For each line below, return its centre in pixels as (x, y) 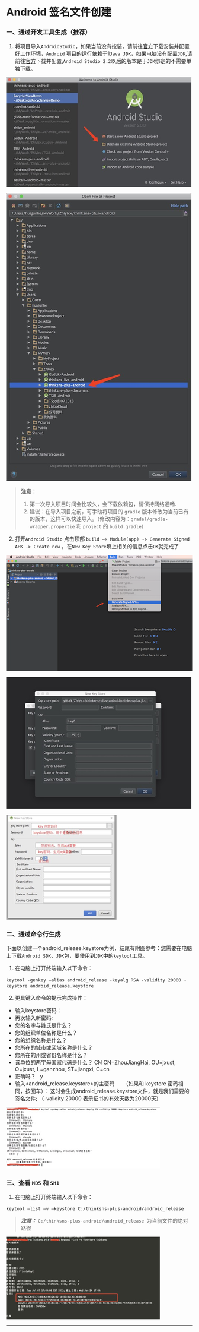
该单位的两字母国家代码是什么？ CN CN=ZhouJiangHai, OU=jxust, (95, 1062)
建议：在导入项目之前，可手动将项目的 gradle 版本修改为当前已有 (109, 512)
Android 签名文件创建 (59, 12)
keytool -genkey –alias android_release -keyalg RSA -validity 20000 (94, 980)
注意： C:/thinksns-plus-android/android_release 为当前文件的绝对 (104, 1221)
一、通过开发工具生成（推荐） (49, 32)
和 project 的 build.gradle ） (111, 526)
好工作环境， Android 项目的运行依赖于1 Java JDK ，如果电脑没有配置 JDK (100, 53)
